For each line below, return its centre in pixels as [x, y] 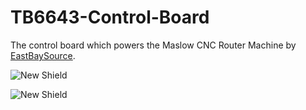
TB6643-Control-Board [110, 17]
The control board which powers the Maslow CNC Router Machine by [153, 45]
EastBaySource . [43, 55]
